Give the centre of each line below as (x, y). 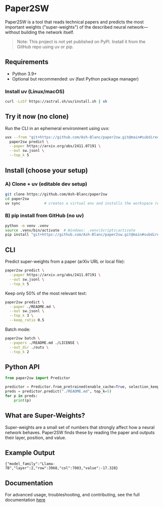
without (13, 32)
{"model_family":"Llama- (30, 464)
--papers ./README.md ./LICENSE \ (44, 343)
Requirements (27, 62)
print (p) (23, 400)
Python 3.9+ (24, 74)
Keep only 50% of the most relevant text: (46, 293)
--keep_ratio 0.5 (27, 320)
